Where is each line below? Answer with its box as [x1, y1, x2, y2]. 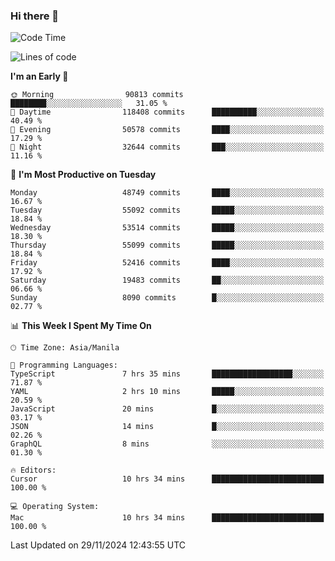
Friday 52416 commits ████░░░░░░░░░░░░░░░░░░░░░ [10, 258, 325, 268]
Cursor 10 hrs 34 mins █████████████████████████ [10, 474, 325, 484]
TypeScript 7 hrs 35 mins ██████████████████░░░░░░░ [10, 369, 325, 379]
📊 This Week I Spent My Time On [10, 320, 152, 332]
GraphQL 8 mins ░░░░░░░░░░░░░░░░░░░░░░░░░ [10, 439, 325, 449]
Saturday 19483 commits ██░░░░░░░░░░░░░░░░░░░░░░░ [10, 275, 325, 286]
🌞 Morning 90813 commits [10, 90, 184, 100]
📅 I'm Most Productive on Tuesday [10, 169, 157, 181]
